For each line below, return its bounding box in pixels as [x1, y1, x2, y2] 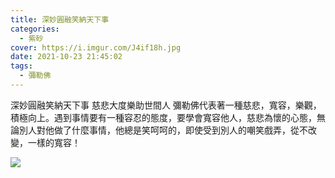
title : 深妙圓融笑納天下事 [10, 14, 110, 25]
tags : [10, 61, 33, 71]
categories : [10, 24, 60, 34]
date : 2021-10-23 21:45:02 [10, 52, 123, 62]
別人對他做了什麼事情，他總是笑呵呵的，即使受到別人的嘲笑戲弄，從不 [18, 124, 308, 136]
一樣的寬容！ [27, 136, 81, 148]
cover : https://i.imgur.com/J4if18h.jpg [10, 42, 182, 53]
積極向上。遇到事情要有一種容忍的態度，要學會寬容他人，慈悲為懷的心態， [10, 111, 317, 123]
